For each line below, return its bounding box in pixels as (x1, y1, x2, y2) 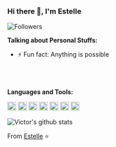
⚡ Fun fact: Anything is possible (17, 50, 110, 59)
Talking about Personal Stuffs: (7, 36, 98, 45)
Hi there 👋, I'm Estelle (7, 6, 82, 16)
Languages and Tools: (7, 88, 74, 96)
